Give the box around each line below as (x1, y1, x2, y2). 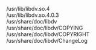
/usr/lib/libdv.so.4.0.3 (6, 11, 59, 19)
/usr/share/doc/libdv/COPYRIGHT (6, 31, 90, 38)
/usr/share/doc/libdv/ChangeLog (6, 37, 88, 44)
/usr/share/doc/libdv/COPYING (6, 24, 83, 31)
